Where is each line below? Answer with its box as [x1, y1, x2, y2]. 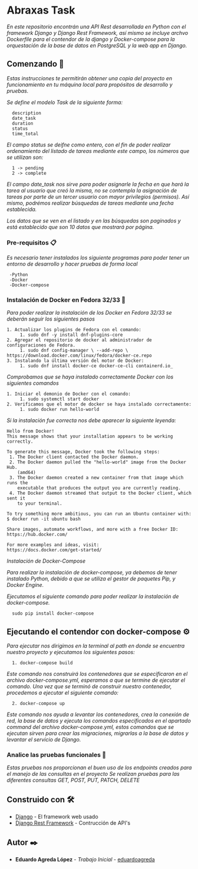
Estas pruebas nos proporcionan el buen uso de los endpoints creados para [6, 764, 192, 771]
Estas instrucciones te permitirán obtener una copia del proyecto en [6, 74, 173, 81]
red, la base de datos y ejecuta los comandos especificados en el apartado [6, 717, 191, 724]
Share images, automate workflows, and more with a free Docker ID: [6, 527, 179, 532]
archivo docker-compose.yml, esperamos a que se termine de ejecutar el [6, 677, 185, 684]
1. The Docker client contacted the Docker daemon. [9, 454, 139, 460]
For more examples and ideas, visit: [6, 542, 100, 548]
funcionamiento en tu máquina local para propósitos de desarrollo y [6, 81, 173, 88]
